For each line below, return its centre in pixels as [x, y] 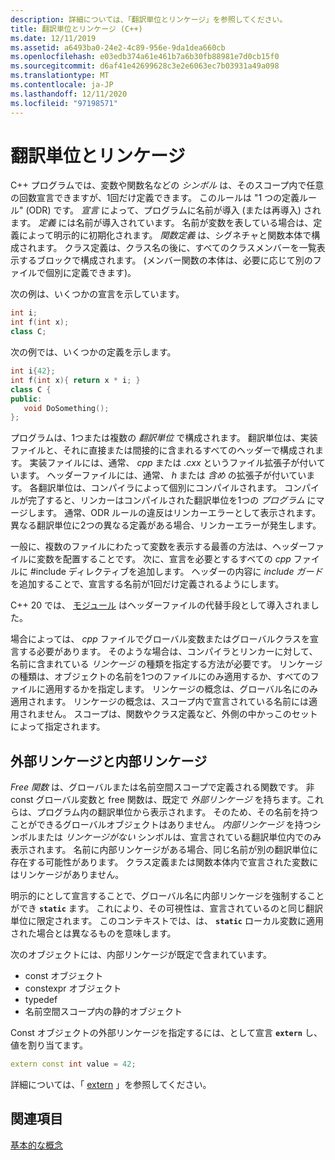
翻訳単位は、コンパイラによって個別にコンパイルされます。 [160, 488]
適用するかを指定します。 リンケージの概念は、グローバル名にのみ [181, 689]
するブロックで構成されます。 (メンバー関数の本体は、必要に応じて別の [165, 260]
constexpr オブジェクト [73, 988]
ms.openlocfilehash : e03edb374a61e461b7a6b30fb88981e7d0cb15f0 [145, 57]
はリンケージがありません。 [67, 875]
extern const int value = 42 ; [73, 1064]
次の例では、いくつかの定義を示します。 [93, 352]
